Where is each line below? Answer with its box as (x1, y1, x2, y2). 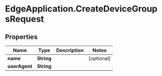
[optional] (88, 55, 111, 62)
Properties (5, 33, 38, 41)
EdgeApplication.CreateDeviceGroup (5, 3, 158, 14)
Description (56, 47, 84, 53)
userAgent (7, 63, 32, 69)
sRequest (5, 13, 45, 25)
